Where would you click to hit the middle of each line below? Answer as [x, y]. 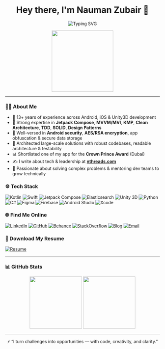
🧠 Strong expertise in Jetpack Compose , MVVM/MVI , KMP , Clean [80, 123]
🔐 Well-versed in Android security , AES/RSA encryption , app [75, 133]
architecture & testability [37, 149]
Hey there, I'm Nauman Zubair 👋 [82, 10]
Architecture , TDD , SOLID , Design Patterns [57, 128]
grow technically [29, 174]
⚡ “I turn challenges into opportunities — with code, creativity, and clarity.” [82, 342]
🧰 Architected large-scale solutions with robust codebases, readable [82, 143]
